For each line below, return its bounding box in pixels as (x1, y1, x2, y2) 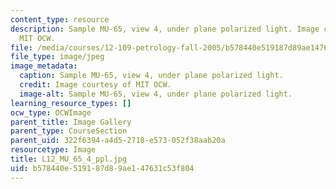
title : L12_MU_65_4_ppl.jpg (10, 154, 128, 164)
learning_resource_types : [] (10, 98, 132, 108)
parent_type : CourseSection (10, 126, 128, 136)
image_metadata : (10, 61, 78, 71)
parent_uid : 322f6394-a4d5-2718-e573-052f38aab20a (10, 136, 226, 146)
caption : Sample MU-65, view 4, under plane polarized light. (19, 71, 284, 81)
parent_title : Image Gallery (10, 117, 132, 127)
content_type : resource (10, 14, 110, 25)
